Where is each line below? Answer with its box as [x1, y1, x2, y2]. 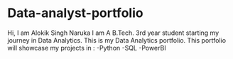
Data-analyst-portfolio [7, 5, 143, 21]
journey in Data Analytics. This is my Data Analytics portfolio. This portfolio [7, 36, 226, 44]
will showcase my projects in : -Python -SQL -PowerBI [7, 43, 166, 52]
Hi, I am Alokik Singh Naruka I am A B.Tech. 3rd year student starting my [7, 28, 219, 37]
